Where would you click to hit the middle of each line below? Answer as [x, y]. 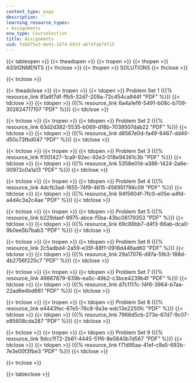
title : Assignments [30, 39]
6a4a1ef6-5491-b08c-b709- [153, 103]
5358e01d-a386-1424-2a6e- [153, 163]
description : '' [26, 17]
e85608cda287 [25, 321]
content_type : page [30, 12]
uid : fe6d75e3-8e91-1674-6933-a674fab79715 [61, 45]
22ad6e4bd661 [24, 290]
